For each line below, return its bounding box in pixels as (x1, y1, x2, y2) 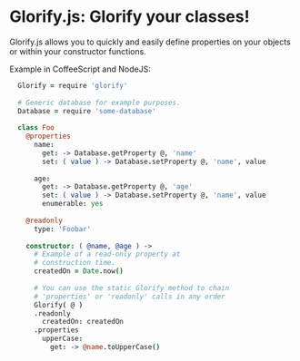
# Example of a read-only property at (33, 249, 181, 259)
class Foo (17, 123, 55, 132)
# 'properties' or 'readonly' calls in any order (33, 292, 225, 301)
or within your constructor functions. (9, 45, 147, 56)
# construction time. (33, 259, 116, 268)
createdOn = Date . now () (33, 267, 125, 276)
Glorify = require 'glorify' (17, 81, 128, 90)
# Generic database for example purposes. (17, 98, 181, 107)
